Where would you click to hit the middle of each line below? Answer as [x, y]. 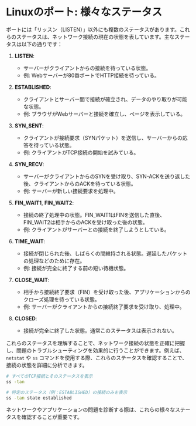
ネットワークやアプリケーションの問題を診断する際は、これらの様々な [91, 410]
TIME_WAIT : [30, 241]
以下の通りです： [42, 44]
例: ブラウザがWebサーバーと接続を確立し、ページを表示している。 [104, 114]
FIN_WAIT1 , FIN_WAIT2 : [44, 203]
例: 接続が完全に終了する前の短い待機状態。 [76, 268]
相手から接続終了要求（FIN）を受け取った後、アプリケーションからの [107, 292]
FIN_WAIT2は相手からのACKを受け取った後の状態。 [85, 222]
